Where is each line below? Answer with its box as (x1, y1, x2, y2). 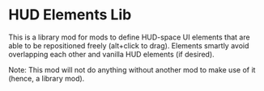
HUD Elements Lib (8, 6, 132, 24)
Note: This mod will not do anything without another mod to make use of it (8, 64, 256, 74)
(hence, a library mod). (8, 73, 85, 83)
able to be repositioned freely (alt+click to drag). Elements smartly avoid (8, 40, 249, 50)
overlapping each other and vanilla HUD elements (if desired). (8, 49, 215, 59)
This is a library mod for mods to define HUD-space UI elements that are (8, 32, 250, 42)
